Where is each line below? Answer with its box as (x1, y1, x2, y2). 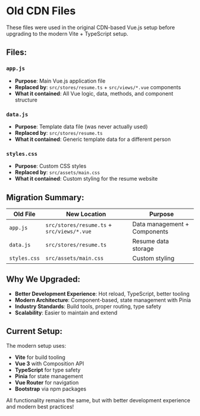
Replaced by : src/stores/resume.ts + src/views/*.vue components (14, 83, 182, 90)
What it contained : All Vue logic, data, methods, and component (14, 90, 174, 97)
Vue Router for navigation (14, 379, 79, 386)
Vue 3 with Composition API (14, 360, 85, 367)
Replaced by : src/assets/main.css (14, 169, 100, 176)
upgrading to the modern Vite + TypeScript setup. (6, 30, 129, 37)
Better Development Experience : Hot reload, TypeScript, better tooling (14, 290, 190, 297)
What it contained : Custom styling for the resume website (14, 175, 158, 182)
